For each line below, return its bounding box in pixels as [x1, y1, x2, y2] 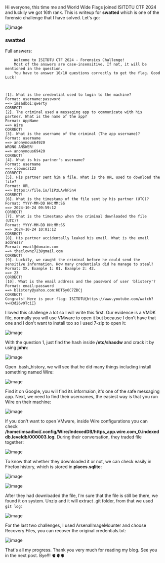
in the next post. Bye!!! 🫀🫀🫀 [5, 553, 65, 559]
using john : [5, 345, 28, 351]
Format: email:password [5, 283, 54, 288]
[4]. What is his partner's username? [5, 157, 85, 163]
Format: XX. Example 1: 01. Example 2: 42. [5, 266, 96, 271]
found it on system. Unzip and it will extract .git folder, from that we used [5, 498, 153, 504]
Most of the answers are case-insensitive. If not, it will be [14, 62, 147, 67]
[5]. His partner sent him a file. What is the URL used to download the [5, 175, 161, 180]
